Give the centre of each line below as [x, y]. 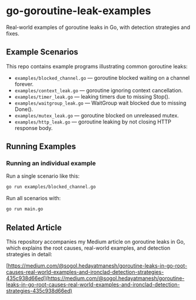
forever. [24, 84]
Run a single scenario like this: [43, 176]
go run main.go [25, 209]
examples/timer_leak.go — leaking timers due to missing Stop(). [92, 96]
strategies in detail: [29, 254]
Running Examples [41, 147]
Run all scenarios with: [34, 198]
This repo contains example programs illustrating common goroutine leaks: [97, 66]
